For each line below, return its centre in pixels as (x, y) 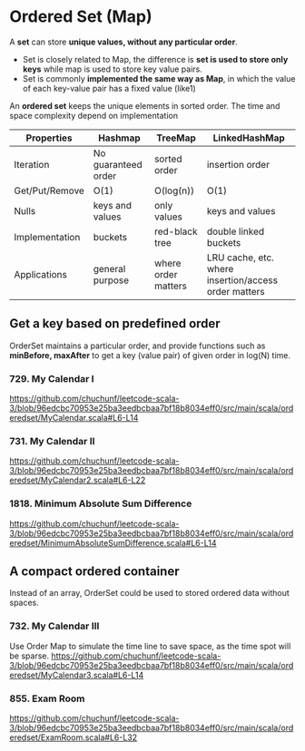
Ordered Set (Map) (81, 17)
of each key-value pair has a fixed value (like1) (109, 88)
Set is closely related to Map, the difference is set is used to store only (155, 59)
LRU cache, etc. (241, 258)
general (109, 268)
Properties (49, 138)
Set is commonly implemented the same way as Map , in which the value (159, 78)
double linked (236, 231)
